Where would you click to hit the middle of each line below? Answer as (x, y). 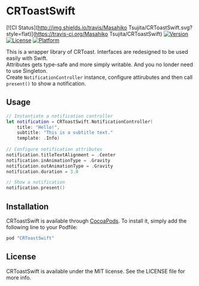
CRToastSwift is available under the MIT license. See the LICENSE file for (96, 271)
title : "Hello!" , (38, 127)
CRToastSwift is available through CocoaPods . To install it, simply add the (97, 221)
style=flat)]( (21, 33)
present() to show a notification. (46, 83)
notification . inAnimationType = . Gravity (58, 160)
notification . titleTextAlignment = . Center (61, 155)
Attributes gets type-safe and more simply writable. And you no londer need (100, 64)
